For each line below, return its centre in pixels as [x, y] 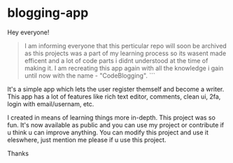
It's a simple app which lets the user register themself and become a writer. [116, 89]
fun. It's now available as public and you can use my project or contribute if [116, 125]
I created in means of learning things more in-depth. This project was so [111, 118]
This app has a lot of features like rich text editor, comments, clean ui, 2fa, [114, 97]
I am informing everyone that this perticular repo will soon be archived [126, 45]
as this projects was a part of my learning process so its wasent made [125, 53]
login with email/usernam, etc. [51, 104]
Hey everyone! [28, 32]
